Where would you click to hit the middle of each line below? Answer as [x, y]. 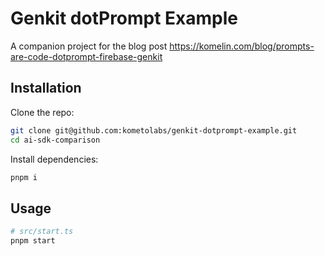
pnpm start [33, 241]
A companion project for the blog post [89, 46]
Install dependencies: [54, 159]
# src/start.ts [42, 232]
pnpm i [24, 177]
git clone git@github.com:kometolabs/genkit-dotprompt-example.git [154, 130]
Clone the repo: [42, 112]
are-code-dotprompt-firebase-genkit [86, 56]
